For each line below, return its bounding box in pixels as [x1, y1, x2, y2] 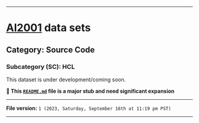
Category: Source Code [6, 45, 95, 55]
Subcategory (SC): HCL [6, 62, 75, 71]
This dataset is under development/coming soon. [6, 75, 126, 83]
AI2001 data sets [6, 21, 91, 34]
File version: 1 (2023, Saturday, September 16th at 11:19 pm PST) [6, 105, 172, 112]
